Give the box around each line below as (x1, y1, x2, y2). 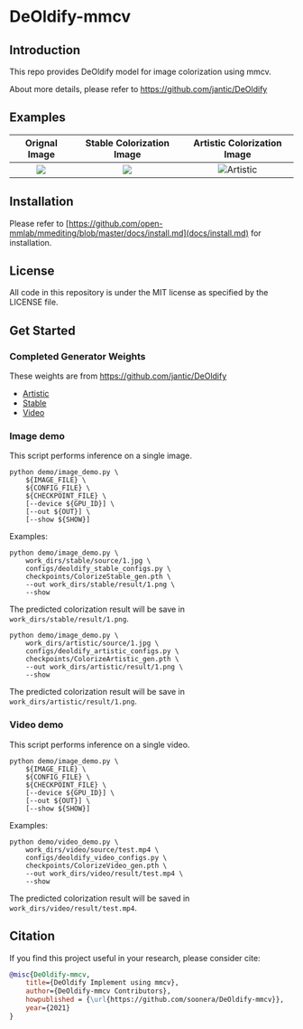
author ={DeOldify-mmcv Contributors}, (25, 987, 171, 996)
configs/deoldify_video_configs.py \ (25, 853, 168, 862)
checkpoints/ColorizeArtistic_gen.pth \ (25, 655, 179, 664)
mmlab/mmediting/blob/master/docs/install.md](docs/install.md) (9, 228, 250, 239)
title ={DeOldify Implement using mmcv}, (25, 978, 179, 987)
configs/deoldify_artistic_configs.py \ (25, 647, 179, 656)
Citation (9, 929, 56, 944)
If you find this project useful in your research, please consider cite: (9, 952, 261, 963)
